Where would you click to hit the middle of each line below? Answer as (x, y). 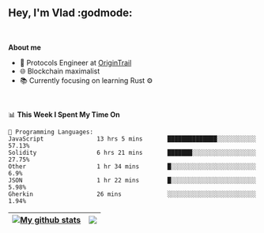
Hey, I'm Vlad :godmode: (70, 13)
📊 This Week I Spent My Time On (64, 115)
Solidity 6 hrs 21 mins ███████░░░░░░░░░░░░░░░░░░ (132, 152)
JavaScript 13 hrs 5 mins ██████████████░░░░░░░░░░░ (132, 139)
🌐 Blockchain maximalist (60, 71)
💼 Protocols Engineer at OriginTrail (75, 62)
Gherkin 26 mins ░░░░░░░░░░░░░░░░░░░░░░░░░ (132, 194)
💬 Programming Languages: (51, 132)
